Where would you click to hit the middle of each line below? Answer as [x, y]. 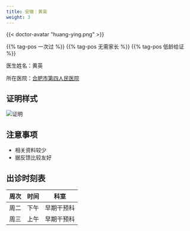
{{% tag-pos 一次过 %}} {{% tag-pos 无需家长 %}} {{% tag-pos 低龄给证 [95, 46]
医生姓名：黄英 [24, 65]
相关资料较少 [30, 150]
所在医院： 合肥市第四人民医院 [43, 78]
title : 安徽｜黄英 [27, 12]
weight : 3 [18, 17]
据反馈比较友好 [33, 158]
